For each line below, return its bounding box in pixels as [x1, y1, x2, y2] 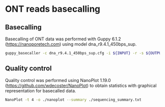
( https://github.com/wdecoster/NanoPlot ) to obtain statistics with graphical [5, 82, 157, 88]
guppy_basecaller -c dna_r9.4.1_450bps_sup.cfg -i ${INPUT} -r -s [5, 51, 144, 55]
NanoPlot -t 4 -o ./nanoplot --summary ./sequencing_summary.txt [5, 97, 141, 102]
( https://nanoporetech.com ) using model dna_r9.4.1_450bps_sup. [5, 41, 137, 47]
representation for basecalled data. [5, 87, 76, 94]
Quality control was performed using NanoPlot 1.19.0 [5, 77, 111, 83]
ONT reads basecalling [5, 3, 101, 15]
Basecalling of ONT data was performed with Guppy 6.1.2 [5, 36, 121, 42]
